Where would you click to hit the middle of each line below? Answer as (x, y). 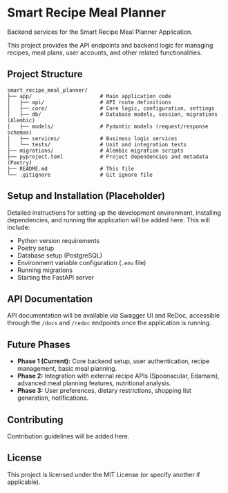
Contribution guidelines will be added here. (68, 436)
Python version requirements (58, 240)
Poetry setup (36, 248)
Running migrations (45, 270)
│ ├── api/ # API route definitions (89, 102)
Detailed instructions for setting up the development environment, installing (114, 213)
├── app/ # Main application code (89, 96)
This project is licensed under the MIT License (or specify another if (104, 474)
